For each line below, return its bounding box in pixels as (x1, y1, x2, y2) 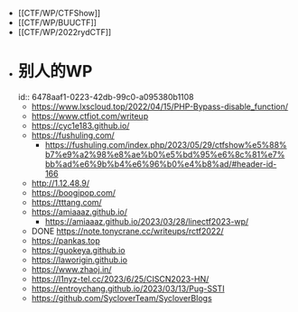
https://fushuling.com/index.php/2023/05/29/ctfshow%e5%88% (44, 139, 287, 150)
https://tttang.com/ (31, 197, 102, 207)
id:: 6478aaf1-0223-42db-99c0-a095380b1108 (17, 91, 194, 102)
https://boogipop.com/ (31, 187, 116, 197)
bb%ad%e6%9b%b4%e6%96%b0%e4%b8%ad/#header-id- (44, 158, 277, 170)
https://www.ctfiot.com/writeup (31, 110, 149, 121)
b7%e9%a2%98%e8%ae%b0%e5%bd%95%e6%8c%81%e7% (44, 149, 285, 160)
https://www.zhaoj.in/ (31, 263, 112, 274)
